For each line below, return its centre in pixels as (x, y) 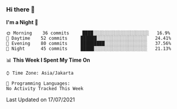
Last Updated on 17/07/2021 (41, 100)
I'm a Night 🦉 (22, 23)
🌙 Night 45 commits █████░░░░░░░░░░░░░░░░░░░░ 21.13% (88, 49)
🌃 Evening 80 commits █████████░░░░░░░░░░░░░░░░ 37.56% (88, 44)
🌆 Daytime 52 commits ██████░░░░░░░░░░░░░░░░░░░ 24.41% (88, 39)
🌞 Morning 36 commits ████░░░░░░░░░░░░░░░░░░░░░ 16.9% (88, 33)
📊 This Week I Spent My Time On (48, 60)
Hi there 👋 (21, 9)
